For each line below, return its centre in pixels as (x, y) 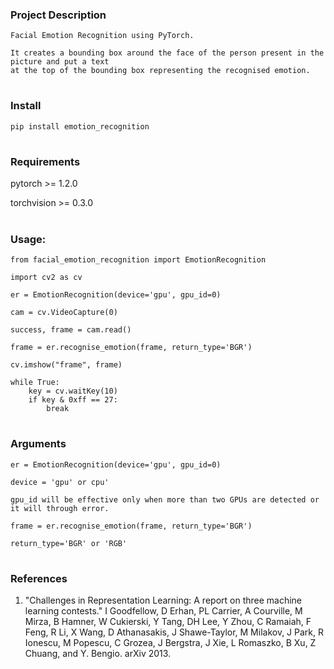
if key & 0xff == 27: (73, 399)
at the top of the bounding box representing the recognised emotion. (160, 71)
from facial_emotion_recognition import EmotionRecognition (138, 259)
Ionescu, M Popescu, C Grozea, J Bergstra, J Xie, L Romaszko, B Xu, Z (170, 643)
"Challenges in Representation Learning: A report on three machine (163, 600)
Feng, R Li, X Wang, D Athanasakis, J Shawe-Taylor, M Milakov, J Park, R (174, 632)
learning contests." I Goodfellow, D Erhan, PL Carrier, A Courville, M (163, 611)
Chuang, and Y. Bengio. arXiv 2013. (98, 654)
